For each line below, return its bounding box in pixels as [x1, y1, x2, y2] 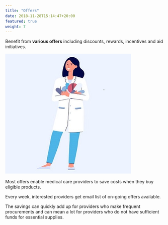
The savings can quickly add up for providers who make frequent [5, 203, 141, 209]
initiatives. [5, 44, 27, 50]
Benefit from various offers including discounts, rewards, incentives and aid [5, 38, 163, 45]
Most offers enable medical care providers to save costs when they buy [5, 179, 154, 185]
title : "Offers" [5, 8, 39, 13]
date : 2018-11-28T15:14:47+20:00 [5, 13, 75, 19]
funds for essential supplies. [5, 214, 64, 220]
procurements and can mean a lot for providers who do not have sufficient [5, 209, 159, 215]
